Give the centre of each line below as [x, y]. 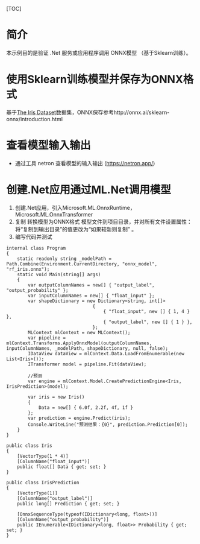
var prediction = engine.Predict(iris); [79, 418]
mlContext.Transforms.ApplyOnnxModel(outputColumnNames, [79, 343]
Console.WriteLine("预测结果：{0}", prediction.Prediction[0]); [108, 425]
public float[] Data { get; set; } [62, 467]
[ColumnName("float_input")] [54, 461]
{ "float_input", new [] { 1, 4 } [146, 311]
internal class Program [36, 248]
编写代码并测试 [33, 236]
